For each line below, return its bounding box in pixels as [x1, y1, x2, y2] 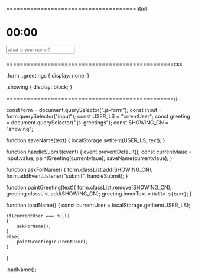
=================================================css [6, 60, 183, 68]
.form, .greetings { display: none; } [6, 72, 90, 79]
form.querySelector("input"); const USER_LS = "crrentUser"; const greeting [6, 113, 191, 120]
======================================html [6, 5, 147, 12]
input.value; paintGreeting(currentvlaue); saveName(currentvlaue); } [6, 154, 173, 162]
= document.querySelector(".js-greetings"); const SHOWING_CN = [6, 118, 169, 126]
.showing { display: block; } [6, 83, 73, 91]
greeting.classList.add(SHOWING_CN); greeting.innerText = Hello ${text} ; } [6, 190, 192, 197]
